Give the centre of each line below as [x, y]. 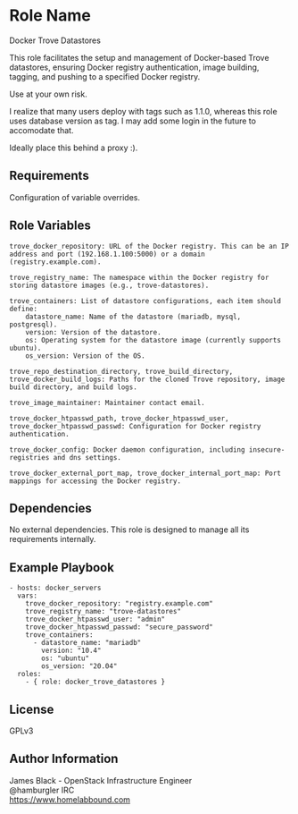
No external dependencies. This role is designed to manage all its [129, 530]
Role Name [50, 16]
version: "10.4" [71, 651]
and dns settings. [87, 457]
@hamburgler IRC [42, 790]
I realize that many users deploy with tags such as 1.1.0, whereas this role [144, 111]
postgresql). [33, 324]
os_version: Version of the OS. [85, 356]
